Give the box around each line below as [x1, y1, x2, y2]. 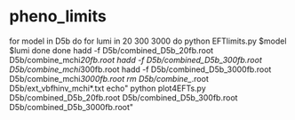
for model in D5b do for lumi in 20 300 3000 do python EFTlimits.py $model [9, 36, 287, 46]
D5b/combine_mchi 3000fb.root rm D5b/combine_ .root [9, 73, 209, 84]
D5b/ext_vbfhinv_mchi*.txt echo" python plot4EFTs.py [9, 83, 206, 93]
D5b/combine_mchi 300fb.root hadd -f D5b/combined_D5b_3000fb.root [9, 64, 272, 75]
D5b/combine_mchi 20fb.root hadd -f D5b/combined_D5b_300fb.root [9, 54, 262, 65]
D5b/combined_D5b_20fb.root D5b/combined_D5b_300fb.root [9, 92, 238, 103]
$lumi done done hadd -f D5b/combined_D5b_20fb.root [9, 44, 214, 55]
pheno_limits [9, 6, 107, 27]
